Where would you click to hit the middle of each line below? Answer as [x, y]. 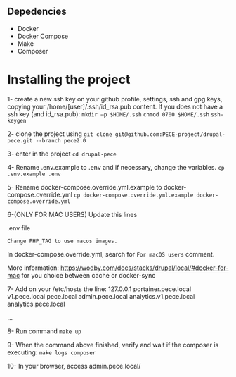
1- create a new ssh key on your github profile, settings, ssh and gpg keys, [115, 99]
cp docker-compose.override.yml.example [133, 195]
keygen [17, 120]
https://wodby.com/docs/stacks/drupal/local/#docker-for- [145, 268]
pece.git [20, 140]
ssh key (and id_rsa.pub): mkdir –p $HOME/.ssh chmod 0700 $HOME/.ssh [108, 114]
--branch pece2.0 [61, 140]
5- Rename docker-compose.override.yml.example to [85, 187]
